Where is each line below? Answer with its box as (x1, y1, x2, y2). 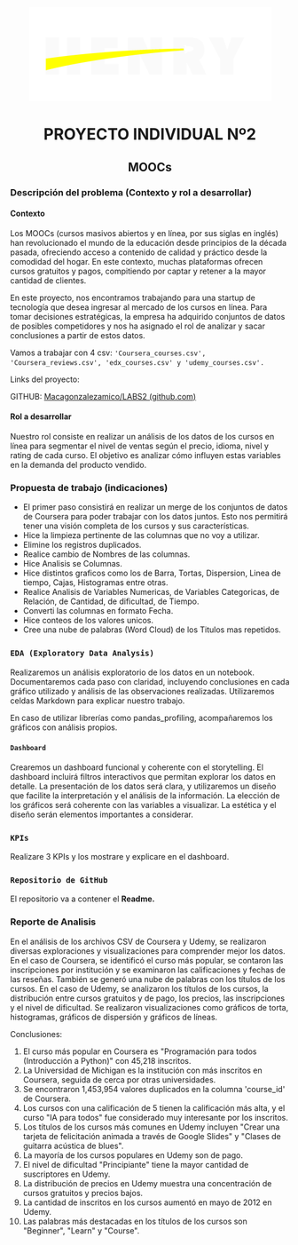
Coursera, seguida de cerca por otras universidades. (22, 1074, 216, 1085)
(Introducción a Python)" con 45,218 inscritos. (22, 1055, 192, 1066)
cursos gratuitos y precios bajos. (22, 1187, 144, 1198)
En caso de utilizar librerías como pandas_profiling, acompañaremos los (10, 712, 273, 723)
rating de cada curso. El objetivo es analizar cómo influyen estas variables (10, 449, 282, 460)
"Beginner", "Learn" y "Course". (22, 1225, 140, 1236)
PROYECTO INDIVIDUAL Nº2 (43, 124, 256, 145)
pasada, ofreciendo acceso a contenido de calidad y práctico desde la (10, 247, 268, 258)
